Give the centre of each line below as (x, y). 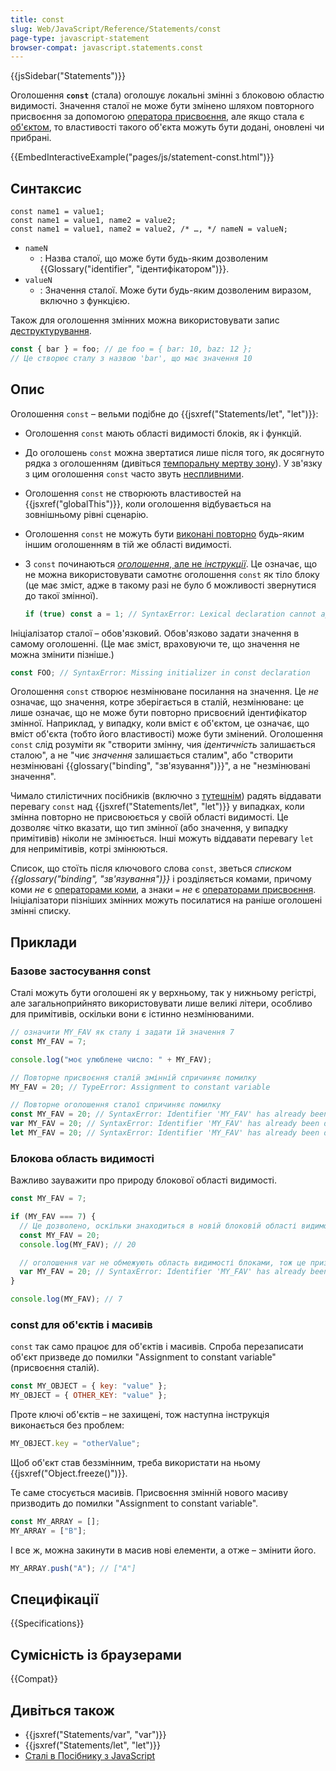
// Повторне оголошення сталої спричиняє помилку (116, 1105)
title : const (37, 19)
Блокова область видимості (82, 1158)
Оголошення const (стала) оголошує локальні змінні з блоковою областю (167, 95)
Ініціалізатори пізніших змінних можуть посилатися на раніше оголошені (166, 900)
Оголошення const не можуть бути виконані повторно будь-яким (164, 533)
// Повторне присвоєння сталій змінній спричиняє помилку (133, 1077)
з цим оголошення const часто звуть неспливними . (134, 473)
